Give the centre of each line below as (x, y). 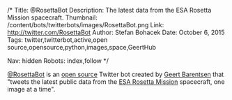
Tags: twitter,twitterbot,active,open (57, 40)
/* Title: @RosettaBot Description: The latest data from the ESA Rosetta (109, 10)
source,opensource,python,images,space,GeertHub (82, 47)
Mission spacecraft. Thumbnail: (52, 17)
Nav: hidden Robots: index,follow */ (58, 61)
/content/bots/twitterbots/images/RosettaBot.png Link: (86, 25)
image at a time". (31, 89)
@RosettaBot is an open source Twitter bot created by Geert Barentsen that (116, 74)
